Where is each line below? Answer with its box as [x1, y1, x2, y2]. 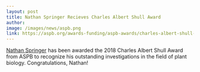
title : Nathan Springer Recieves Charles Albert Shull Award [6, 14, 161, 20]
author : [6, 19, 26, 25]
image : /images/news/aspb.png [6, 25, 82, 31]
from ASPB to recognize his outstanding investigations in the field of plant [6, 53, 187, 60]
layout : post [6, 8, 39, 15]
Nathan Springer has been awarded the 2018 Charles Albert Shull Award [6, 47, 183, 54]
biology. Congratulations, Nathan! [6, 60, 89, 67]
